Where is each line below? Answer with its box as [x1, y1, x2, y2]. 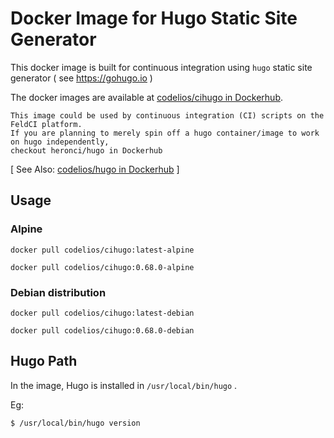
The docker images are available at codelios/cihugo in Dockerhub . [10, 91, 284, 103]
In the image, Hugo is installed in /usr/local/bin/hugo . [10, 379, 238, 391]
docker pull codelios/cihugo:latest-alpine [10, 245, 195, 255]
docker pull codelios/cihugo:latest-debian [10, 308, 195, 318]
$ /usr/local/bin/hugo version [10, 418, 141, 428]
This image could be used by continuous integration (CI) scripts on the [10, 110, 325, 121]
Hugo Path [10, 353, 78, 370]
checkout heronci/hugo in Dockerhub [10, 145, 163, 156]
